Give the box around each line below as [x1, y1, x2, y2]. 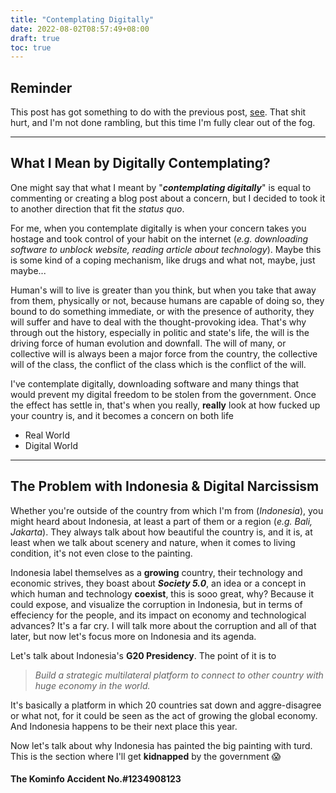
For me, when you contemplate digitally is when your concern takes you [10, 222, 307, 234]
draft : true [10, 33, 60, 43]
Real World [24, 429, 71, 441]
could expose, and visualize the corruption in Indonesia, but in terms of [10, 598, 303, 610]
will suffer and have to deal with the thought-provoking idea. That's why [10, 316, 307, 328]
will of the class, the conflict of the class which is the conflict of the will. [10, 358, 307, 370]
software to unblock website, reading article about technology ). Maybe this [10, 243, 322, 255]
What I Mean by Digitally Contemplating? [10, 155, 271, 172]
